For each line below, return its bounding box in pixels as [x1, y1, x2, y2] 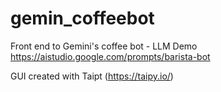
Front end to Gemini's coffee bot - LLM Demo [10, 40, 198, 52]
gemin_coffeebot [10, 7, 155, 30]
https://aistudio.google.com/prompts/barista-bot [10, 50, 211, 62]
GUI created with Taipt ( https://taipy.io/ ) [10, 70, 174, 82]
